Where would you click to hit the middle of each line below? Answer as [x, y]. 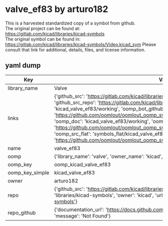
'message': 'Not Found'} [82, 215]
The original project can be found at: [43, 28]
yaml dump [23, 65]
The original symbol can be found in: [43, 39]
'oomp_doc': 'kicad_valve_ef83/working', [102, 121]
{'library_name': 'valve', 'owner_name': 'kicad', [108, 156]
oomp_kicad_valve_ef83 [82, 164]
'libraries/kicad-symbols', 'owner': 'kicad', [104, 195]
